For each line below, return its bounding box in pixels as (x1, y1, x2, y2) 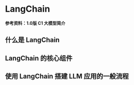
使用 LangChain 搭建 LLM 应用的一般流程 (5, 72, 129, 81)
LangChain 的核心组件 (5, 54, 72, 62)
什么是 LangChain (5, 36, 60, 44)
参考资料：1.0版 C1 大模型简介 (5, 20, 66, 26)
